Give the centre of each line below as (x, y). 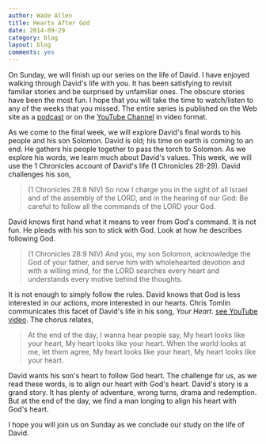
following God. (32, 239)
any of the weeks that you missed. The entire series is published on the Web (133, 108)
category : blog (33, 38)
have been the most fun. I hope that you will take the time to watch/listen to (131, 100)
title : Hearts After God (49, 23)
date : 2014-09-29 (37, 30)
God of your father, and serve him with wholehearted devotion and (136, 262)
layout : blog (30, 45)
